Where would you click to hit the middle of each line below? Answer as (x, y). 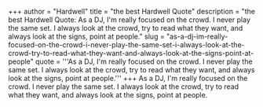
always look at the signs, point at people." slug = (86, 36)
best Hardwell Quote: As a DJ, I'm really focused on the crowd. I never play (130, 20)
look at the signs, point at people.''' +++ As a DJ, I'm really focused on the (128, 78)
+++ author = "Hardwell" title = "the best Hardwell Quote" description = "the (131, 11)
